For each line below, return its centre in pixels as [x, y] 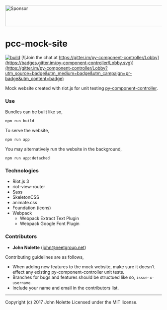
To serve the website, [27, 131]
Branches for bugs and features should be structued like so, [74, 277]
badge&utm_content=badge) [35, 78]
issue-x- [145, 278]
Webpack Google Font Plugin [49, 224]
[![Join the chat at [40, 57]
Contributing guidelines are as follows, [44, 257]
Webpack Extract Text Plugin [49, 219]
